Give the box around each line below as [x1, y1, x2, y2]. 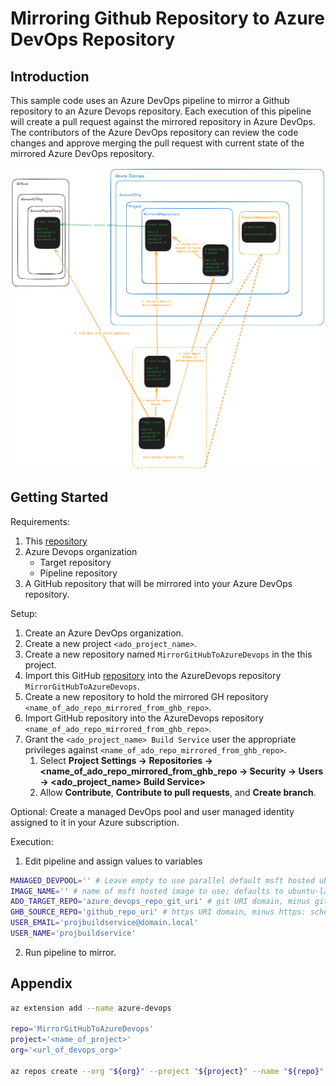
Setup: [10, 607, 38, 619]
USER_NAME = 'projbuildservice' [10, 928, 137, 939]
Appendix [10, 975, 73, 992]
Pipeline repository [39, 567, 118, 579]
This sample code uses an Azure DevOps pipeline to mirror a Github [10, 95, 290, 106]
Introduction [10, 68, 90, 85]
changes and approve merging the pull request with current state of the [10, 137, 305, 149]
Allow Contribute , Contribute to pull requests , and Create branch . [39, 786, 317, 798]
